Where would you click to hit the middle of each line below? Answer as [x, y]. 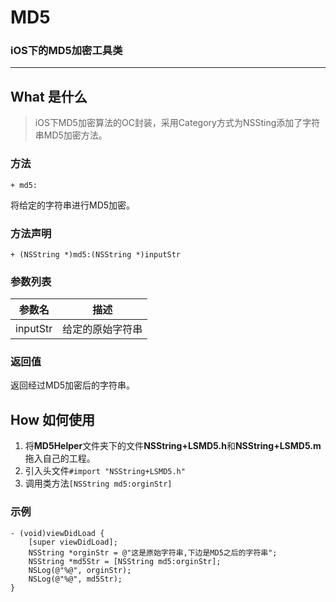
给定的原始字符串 [102, 329]
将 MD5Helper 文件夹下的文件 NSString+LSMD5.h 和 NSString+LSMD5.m [173, 446]
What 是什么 [49, 96]
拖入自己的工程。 [60, 458]
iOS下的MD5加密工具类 [66, 51]
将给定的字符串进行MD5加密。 [73, 205]
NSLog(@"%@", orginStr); [80, 570]
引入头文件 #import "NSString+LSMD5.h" [105, 471]
